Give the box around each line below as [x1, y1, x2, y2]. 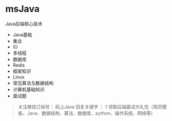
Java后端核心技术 [5, 21, 43, 27]
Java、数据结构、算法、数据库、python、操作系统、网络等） [27, 110, 156, 116]
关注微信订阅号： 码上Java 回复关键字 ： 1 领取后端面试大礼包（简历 [17, 104, 163, 110]
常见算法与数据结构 [12, 80, 54, 86]
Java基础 [12, 31, 32, 37]
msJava [5, 3, 40, 15]
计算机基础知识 [12, 86, 45, 92]
